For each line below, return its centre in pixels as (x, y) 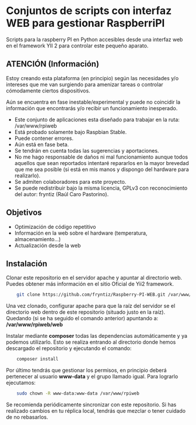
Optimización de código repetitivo (55, 227)
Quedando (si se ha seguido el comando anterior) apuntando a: (82, 318)
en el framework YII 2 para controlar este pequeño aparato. (77, 46)
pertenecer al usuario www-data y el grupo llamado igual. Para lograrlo (92, 376)
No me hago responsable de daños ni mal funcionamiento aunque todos (101, 157)
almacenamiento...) (38, 239)
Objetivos (24, 213)
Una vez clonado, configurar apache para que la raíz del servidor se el (91, 306)
